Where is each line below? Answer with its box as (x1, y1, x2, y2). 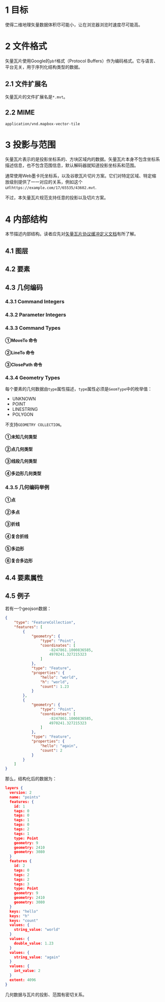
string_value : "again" (14, 954, 60, 960)
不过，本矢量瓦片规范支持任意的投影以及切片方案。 (5, 195, 109, 200)
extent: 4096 (9, 977, 36, 982)
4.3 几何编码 (5, 283, 43, 291)
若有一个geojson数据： (5, 605, 52, 612)
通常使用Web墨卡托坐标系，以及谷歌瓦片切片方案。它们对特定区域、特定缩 (5, 173, 156, 179)
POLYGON (12, 411, 33, 418)
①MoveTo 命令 (5, 337, 38, 343)
